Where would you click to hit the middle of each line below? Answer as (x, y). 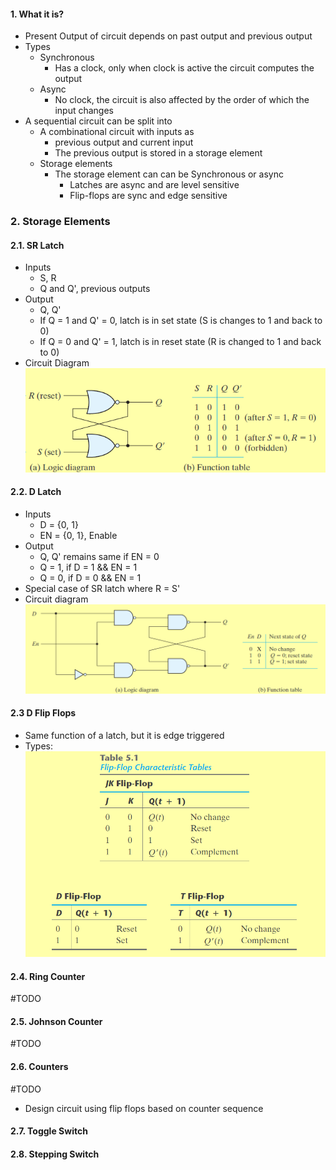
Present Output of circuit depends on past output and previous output (168, 36)
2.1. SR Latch (37, 245)
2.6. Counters (39, 1066)
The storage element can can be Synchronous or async (169, 174)
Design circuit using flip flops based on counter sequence (144, 1108)
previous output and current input (124, 142)
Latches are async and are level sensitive (154, 185)
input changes (84, 111)
